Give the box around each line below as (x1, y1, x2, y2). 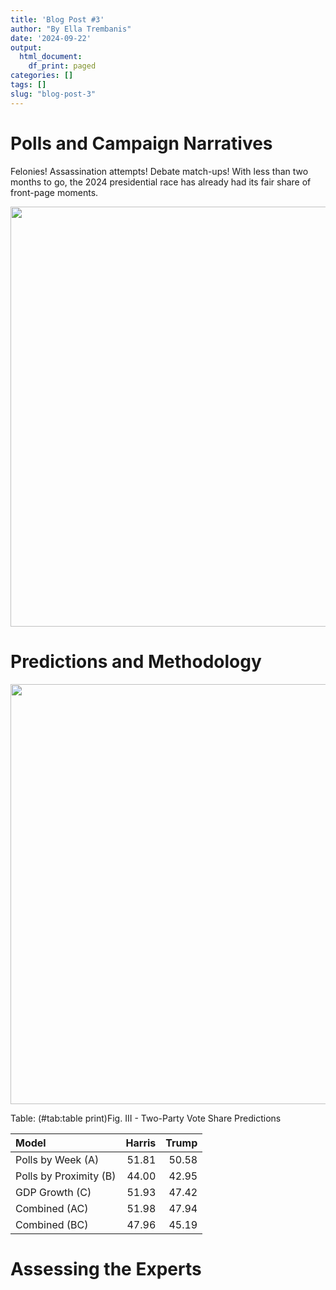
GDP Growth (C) (15, 1185, 92, 1199)
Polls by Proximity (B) (15, 1169, 117, 1183)
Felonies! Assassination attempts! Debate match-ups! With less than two (10, 165, 309, 177)
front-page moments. (10, 186, 99, 198)
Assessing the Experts (10, 1257, 202, 1280)
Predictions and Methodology (10, 650, 262, 673)
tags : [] (10, 80, 47, 90)
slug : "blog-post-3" (10, 89, 97, 99)
